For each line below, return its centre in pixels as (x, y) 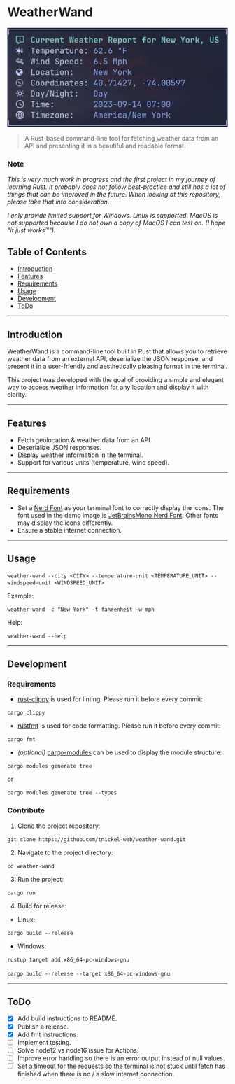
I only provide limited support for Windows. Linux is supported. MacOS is (113, 215)
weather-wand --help (37, 636)
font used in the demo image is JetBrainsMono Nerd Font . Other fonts (118, 515)
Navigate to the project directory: (65, 852)
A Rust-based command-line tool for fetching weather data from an (121, 139)
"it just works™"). (31, 230)
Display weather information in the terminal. (80, 455)
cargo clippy (26, 713)
